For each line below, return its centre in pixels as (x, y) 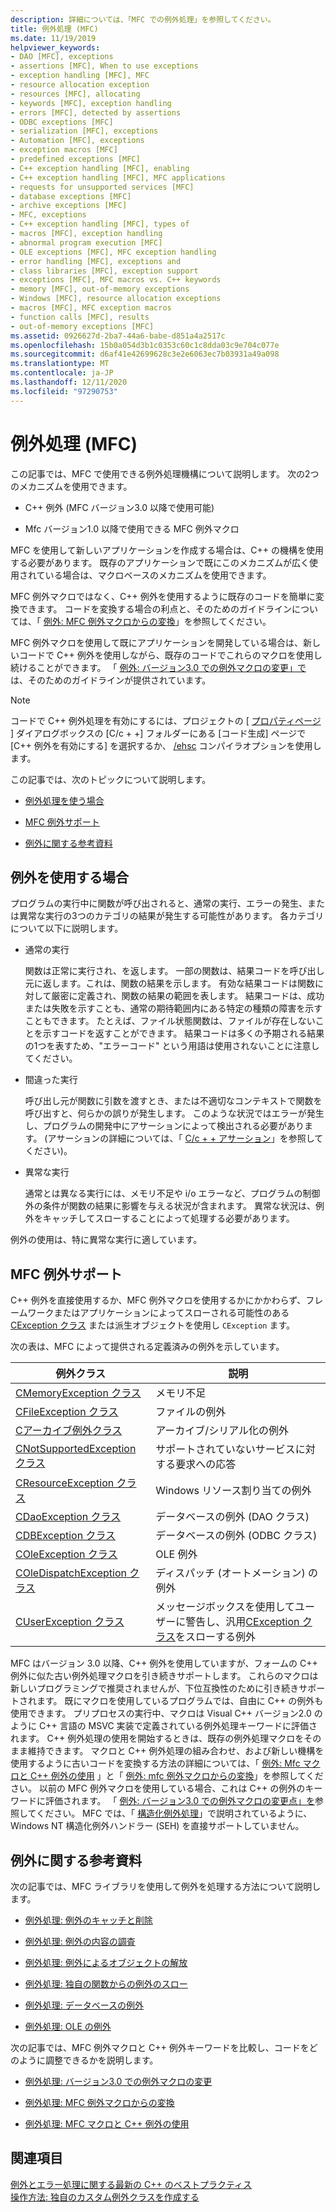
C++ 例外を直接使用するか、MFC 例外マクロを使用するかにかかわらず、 (158, 1300)
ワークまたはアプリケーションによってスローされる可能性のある (158, 1313)
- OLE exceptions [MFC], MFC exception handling (113, 252)
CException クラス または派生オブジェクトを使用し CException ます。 (153, 1325)
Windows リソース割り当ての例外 (233, 1491)
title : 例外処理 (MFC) (54, 29)
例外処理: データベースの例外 (84, 2005)
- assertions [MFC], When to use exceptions (104, 66)
